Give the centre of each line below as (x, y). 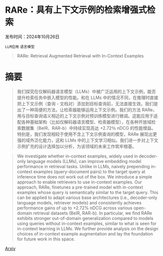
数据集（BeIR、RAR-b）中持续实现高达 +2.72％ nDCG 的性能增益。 (89, 128)
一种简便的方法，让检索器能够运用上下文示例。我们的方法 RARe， (91, 110)
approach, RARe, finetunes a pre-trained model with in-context (80, 187)
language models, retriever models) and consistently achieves (79, 202)
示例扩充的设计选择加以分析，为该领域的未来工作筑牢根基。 (77, 146)
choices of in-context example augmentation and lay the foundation (85, 234)
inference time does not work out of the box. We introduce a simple (84, 177)
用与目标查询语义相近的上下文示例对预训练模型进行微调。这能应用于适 (87, 116)
